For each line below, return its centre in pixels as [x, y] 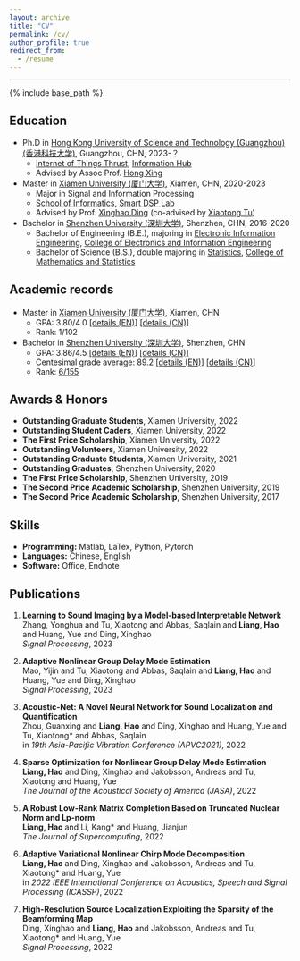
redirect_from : [37, 51]
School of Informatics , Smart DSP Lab [105, 203]
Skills [25, 525]
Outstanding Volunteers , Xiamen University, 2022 [115, 450]
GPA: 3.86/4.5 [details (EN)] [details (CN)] [112, 352]
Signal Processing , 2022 [67, 948]
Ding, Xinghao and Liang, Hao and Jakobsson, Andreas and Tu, [139, 928]
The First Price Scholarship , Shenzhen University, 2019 [125, 478]
